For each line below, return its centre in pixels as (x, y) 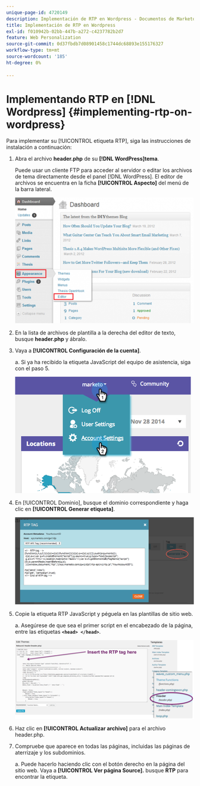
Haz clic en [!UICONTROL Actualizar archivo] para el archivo (90, 728)
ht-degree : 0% (24, 62)
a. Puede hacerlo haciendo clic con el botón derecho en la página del (100, 764)
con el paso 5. (32, 368)
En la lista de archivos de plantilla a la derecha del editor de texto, (95, 333)
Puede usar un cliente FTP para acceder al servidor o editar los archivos (103, 170)
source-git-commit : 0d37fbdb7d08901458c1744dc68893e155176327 (85, 44)
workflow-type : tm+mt (33, 51)
